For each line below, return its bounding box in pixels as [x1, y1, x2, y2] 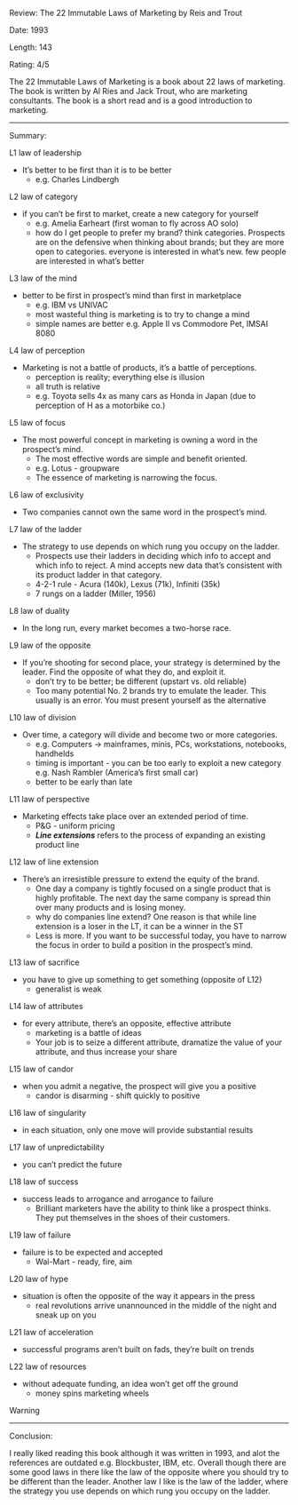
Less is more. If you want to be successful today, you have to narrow [35, 930, 287, 941]
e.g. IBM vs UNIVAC [35, 299, 108, 310]
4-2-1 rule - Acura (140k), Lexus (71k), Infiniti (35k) [35, 579, 221, 589]
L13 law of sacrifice [9, 957, 80, 967]
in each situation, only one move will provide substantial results [21, 1125, 254, 1135]
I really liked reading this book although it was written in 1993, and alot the [9, 1448, 280, 1458]
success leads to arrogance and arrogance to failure [21, 1194, 215, 1204]
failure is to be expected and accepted [21, 1247, 163, 1257]
